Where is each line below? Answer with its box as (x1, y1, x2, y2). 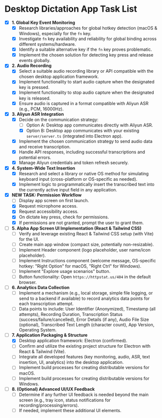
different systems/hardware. (19, 42, 76, 47)
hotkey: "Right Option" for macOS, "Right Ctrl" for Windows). (19, 263, 142, 269)
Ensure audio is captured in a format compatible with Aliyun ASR (19, 100, 149, 106)
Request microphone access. (19, 203, 78, 209)
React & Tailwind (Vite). (19, 349, 66, 355)
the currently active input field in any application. (19, 187, 118, 193)
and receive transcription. (19, 144, 71, 149)
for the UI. (19, 236, 40, 242)
